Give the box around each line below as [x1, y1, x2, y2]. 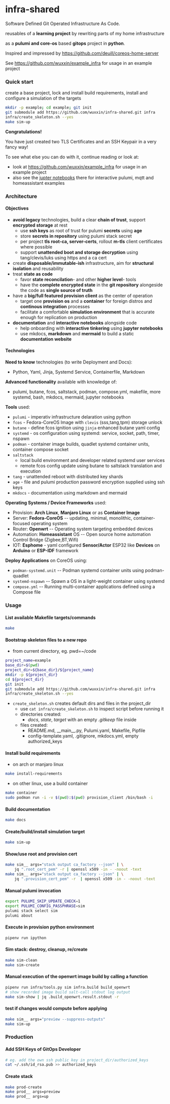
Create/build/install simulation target [5, 828, 85, 835]
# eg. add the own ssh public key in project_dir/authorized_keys [5, 1058, 149, 1063]
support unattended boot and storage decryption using [20, 249, 139, 255]
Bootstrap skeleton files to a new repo [5, 636, 87, 643]
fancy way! [5, 144, 28, 150]
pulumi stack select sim [5, 908, 58, 913]
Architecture [5, 192, 38, 200]
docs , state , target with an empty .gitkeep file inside [27, 717, 137, 723]
